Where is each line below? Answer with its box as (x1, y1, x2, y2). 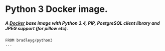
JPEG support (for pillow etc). (5, 25, 69, 31)
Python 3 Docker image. (5, 3, 108, 15)
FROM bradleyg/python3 (5, 38, 53, 43)
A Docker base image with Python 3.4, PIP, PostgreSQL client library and (5, 20, 160, 26)
